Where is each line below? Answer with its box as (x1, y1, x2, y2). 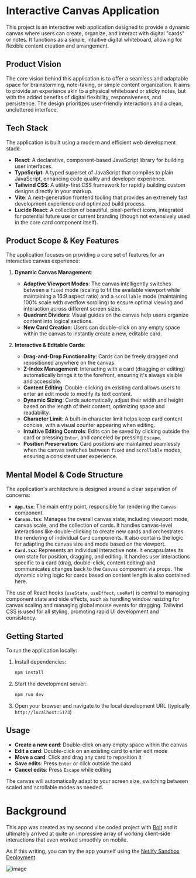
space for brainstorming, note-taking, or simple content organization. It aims (6, 81, 190, 88)
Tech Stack (6, 123, 48, 133)
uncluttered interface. (6, 106, 59, 113)
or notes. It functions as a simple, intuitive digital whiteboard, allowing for (6, 36, 183, 43)
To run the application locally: (6, 647, 77, 654)
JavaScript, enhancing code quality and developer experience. (14, 175, 166, 182)
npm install (14, 670, 44, 675)
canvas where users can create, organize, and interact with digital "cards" (6, 29, 185, 36)
